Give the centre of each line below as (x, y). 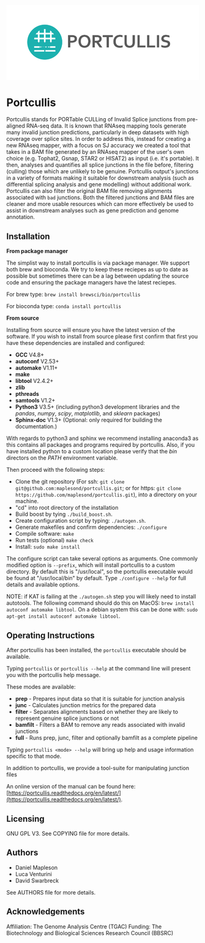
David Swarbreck (37, 881)
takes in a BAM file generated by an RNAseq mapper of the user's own (95, 152)
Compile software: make (45, 534)
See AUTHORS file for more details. (51, 892)
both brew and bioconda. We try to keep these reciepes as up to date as (97, 270)
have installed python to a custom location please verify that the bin (92, 452)
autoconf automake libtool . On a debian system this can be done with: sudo (102, 610)
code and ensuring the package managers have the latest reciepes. (91, 282)
